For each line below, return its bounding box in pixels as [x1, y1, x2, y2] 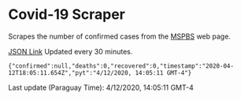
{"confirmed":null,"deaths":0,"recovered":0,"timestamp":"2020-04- [8, 61, 235, 70]
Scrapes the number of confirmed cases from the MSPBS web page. [8, 31, 231, 41]
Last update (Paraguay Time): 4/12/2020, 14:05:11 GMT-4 [8, 83, 195, 92]
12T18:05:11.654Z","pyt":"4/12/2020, [8, 69, 132, 76]
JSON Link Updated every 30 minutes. [8, 46, 133, 56]
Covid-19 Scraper [8, 6, 126, 24]
